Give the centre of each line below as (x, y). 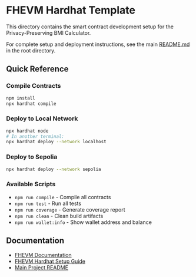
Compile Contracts (34, 86)
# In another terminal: (35, 136)
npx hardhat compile (31, 104)
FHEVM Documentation (43, 255)
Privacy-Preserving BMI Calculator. (49, 32)
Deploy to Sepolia (32, 157)
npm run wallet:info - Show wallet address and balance (83, 222)
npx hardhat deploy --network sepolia (54, 169)
